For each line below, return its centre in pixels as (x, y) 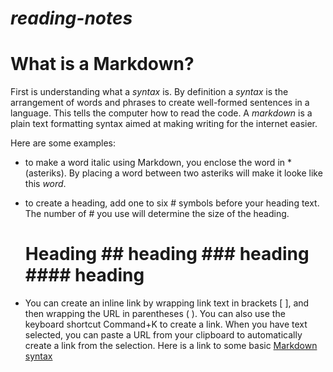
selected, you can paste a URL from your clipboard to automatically (163, 335)
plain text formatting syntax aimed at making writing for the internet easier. (164, 124)
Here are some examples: (63, 143)
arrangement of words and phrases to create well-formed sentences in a (160, 103)
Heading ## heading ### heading (167, 254)
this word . (45, 184)
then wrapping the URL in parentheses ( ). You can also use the (155, 314)
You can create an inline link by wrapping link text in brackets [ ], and (167, 303)
